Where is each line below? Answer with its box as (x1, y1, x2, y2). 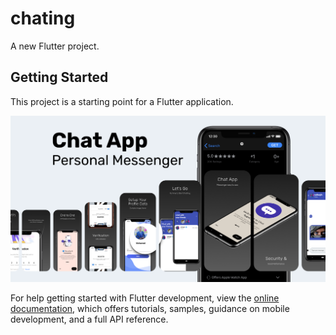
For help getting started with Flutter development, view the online (10, 292, 280, 304)
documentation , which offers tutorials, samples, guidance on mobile (10, 303, 290, 315)
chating (10, 7, 76, 30)
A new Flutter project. (10, 40, 100, 52)
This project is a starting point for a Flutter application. (10, 95, 234, 107)
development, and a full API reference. (10, 313, 169, 326)
